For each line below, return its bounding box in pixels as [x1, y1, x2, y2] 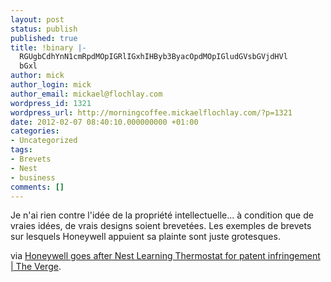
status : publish [10, 24, 78, 34]
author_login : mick [10, 80, 92, 90]
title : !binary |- [10, 42, 87, 53]
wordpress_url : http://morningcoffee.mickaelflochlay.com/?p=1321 [10, 107, 293, 118]
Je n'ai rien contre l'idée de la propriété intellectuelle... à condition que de [10, 209, 314, 221]
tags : [10, 145, 33, 155]
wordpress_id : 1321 [10, 98, 92, 108]
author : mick [10, 71, 65, 81]
